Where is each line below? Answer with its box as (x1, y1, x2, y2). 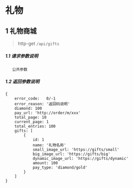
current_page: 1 (14, 119, 49, 124)
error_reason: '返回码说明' (14, 101, 70, 106)
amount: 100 (32, 160, 58, 166)
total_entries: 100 (14, 124, 56, 129)
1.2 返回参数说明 (5, 78, 40, 84)
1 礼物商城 (5, 27, 37, 35)
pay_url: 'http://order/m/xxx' (14, 110, 81, 115)
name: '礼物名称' (32, 143, 66, 148)
